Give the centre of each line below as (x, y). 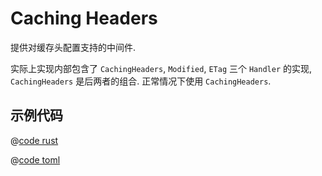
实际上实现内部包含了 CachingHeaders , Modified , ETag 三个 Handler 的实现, (161, 68)
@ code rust (34, 140)
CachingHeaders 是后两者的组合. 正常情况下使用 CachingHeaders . (141, 81)
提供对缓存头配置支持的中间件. (73, 47)
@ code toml (35, 159)
